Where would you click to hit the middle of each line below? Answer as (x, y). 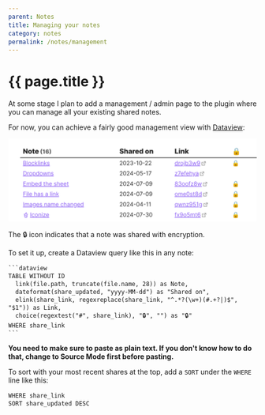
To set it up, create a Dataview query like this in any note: (101, 252)
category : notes (35, 33)
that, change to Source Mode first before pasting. (91, 357)
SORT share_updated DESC (49, 403)
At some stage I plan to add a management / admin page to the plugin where (132, 104)
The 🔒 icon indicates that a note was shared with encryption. (106, 234)
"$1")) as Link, (35, 307)
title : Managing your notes (54, 25)
